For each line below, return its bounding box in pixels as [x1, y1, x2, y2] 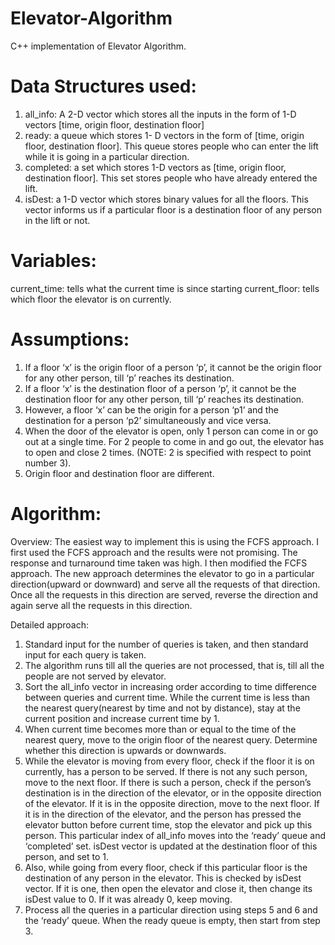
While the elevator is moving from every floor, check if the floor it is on [24, 755, 315, 767]
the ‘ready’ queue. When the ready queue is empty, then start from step [24, 914, 321, 926]
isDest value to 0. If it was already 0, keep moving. [24, 893, 233, 905]
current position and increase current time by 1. [24, 712, 220, 724]
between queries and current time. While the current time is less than [24, 691, 311, 703]
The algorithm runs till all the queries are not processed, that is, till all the [24, 659, 325, 671]
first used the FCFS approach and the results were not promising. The [10, 546, 298, 558]
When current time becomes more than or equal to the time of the [24, 723, 297, 735]
